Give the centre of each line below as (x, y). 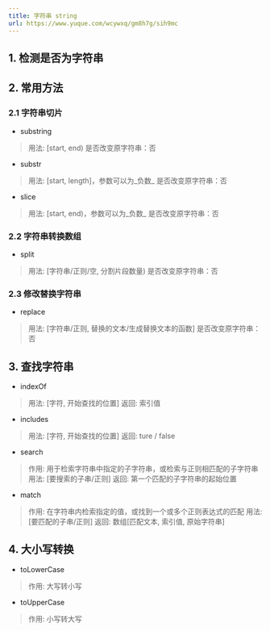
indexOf (33, 386)
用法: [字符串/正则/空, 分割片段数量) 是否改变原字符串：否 (123, 270)
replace (33, 312)
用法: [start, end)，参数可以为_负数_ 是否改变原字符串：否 (123, 213)
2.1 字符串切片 (35, 113)
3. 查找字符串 (41, 367)
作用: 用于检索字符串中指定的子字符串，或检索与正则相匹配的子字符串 (143, 468)
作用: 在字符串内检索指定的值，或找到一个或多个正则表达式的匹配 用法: (145, 511)
